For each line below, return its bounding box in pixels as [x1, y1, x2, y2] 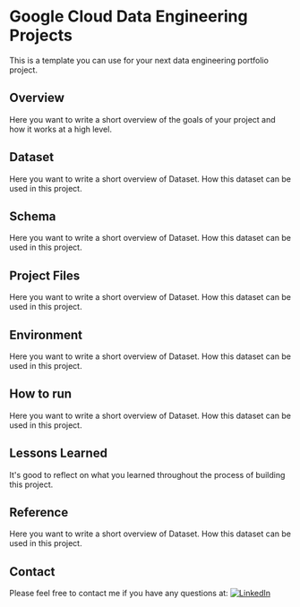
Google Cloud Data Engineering [9, 6, 248, 27]
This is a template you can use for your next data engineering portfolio [9, 55, 269, 65]
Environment [9, 327, 83, 342]
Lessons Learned [9, 446, 107, 461]
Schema [9, 209, 56, 224]
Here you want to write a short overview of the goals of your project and [9, 114, 276, 124]
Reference [9, 505, 69, 520]
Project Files [9, 268, 81, 283]
